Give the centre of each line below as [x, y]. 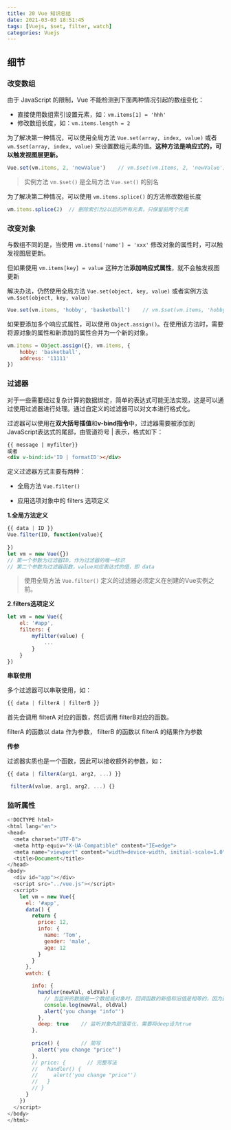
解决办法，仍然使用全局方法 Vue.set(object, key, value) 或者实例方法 [108, 291]
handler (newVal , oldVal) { [76, 993]
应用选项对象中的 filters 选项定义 [63, 501]
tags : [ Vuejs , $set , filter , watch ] [59, 26]
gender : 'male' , [67, 941]
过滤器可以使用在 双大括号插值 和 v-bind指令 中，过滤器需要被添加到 [101, 423]
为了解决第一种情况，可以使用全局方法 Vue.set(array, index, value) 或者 [112, 137]
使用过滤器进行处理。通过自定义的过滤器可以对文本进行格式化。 [103, 408]
